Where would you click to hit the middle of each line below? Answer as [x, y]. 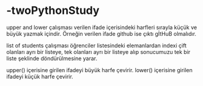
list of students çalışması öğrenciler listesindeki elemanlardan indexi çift [97, 45]
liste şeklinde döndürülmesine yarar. [52, 58]
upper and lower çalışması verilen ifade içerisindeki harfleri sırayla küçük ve [102, 27]
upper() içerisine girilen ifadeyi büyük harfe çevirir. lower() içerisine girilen [99, 70]
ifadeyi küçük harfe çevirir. [40, 76]
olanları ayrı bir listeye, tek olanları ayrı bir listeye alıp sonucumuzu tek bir [98, 51]
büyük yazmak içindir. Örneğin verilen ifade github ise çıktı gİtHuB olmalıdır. [102, 33]
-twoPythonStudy [53, 11]
